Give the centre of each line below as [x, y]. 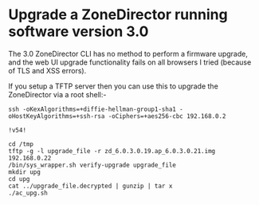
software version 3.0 [78, 32]
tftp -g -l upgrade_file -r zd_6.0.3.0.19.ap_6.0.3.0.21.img [112, 151]
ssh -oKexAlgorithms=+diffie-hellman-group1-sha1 [92, 109]
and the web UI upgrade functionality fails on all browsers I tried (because [130, 62]
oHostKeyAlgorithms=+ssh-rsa [57, 116]
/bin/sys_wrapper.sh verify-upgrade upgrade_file [92, 165]
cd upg [19, 179]
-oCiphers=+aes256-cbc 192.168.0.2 [167, 116]
